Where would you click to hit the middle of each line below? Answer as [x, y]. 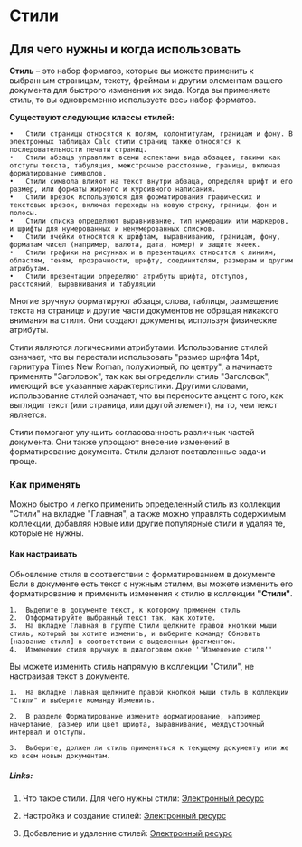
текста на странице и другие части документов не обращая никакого [144, 310]
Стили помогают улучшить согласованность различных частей [132, 432]
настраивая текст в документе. [70, 676]
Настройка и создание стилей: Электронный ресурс [124, 816]
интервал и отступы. [48, 732]
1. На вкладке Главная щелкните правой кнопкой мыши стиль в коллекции [149, 692]
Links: [21, 776]
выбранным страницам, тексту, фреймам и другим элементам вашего [146, 81]
